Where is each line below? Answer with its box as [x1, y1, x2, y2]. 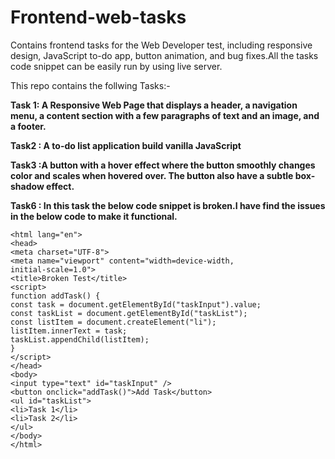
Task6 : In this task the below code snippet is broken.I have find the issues [10, 199, 326, 211]
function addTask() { [10, 291, 101, 301]
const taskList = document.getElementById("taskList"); [10, 308, 248, 318]
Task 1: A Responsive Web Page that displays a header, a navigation [10, 99, 298, 111]
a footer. [10, 120, 47, 132]
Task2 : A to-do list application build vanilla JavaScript [10, 139, 242, 151]
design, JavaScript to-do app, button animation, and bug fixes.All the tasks [10, 49, 319, 61]
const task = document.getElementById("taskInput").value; [10, 299, 262, 310]
